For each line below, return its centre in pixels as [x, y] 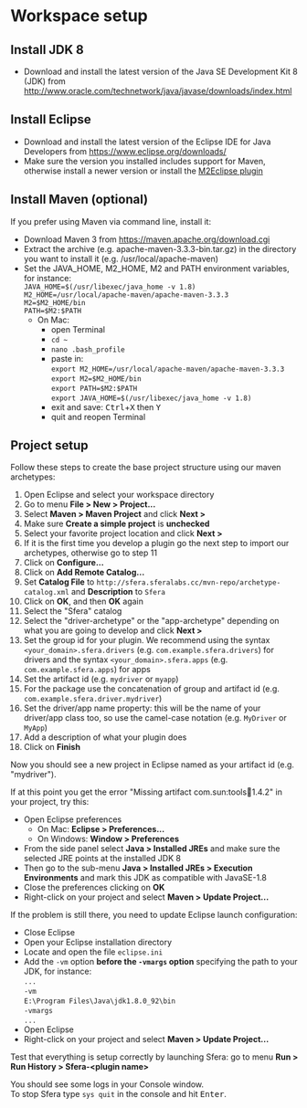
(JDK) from [45, 81]
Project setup [50, 445]
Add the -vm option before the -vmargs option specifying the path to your [160, 962]
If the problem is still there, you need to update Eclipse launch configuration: [154, 915]
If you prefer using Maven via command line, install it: [111, 221]
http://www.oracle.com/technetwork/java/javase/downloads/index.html [158, 91]
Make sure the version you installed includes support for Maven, [144, 161]
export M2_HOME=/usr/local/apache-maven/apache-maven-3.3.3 [168, 369]
